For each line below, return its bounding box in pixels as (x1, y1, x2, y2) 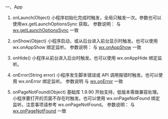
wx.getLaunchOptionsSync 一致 (12, 27, 79, 33)
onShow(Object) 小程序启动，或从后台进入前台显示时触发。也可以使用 (12, 38, 158, 44)
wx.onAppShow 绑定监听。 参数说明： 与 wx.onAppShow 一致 (12, 44, 142, 50)
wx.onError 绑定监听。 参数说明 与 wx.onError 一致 (18, 78, 123, 84)
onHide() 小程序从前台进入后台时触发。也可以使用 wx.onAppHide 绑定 (12, 55, 158, 61)
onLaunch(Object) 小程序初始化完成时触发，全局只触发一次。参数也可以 (12, 15, 162, 21)
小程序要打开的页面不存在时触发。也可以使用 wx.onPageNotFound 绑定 (12, 95, 160, 101)
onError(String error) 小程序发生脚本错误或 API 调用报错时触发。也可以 (12, 72, 158, 78)
